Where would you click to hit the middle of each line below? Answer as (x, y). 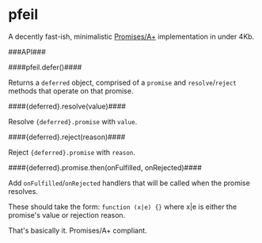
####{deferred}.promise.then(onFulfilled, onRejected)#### (105, 167)
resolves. (23, 191)
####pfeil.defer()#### (45, 67)
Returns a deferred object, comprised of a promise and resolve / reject (123, 82)
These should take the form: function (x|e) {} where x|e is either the (123, 207)
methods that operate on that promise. (71, 91)
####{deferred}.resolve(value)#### (67, 106)
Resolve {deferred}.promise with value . (73, 121)
